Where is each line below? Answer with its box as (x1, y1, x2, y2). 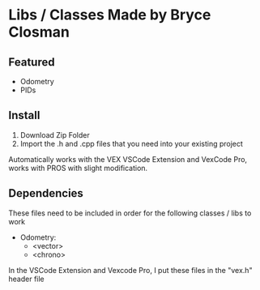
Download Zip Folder (19, 130, 91, 139)
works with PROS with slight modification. (8, 163, 148, 173)
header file (8, 274, 45, 284)
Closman (8, 23, 70, 41)
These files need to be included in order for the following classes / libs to (8, 208, 252, 218)
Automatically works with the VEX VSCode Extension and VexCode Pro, (8, 154, 248, 164)
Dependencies (8, 186, 83, 200)
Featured (8, 55, 55, 69)
